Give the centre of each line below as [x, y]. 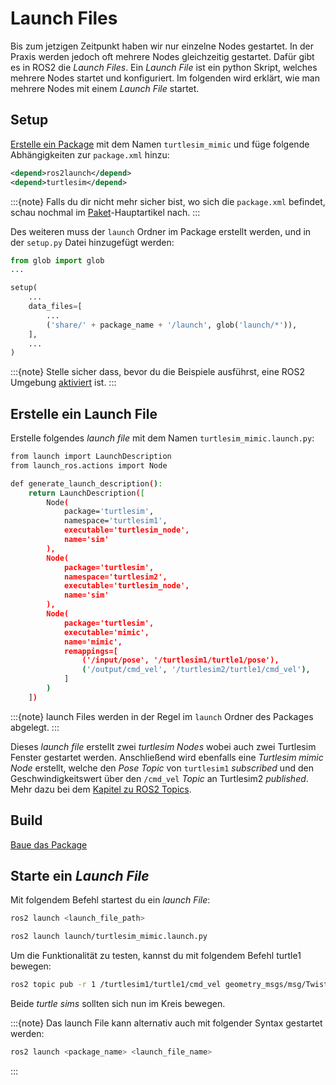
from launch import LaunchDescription [91, 457]
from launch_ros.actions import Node [89, 465]
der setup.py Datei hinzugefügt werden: [92, 242]
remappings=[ [90, 651]
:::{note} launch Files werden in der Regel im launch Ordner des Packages [162, 716]
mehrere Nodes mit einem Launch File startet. [105, 88]
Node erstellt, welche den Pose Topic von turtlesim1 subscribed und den [162, 768]
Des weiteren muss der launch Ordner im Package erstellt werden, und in [161, 231]
